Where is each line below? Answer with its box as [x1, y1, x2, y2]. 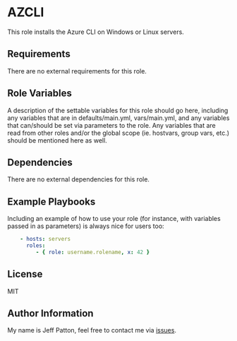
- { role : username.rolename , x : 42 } [35, 249, 150, 256]
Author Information [7, 308, 94, 320]
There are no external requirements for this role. [7, 66, 147, 75]
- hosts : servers [20, 236, 71, 243]
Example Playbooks [7, 196, 96, 208]
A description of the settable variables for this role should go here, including [7, 106, 229, 114]
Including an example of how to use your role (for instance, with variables [7, 215, 221, 223]
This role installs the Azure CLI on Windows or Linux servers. [7, 28, 185, 36]
